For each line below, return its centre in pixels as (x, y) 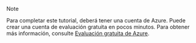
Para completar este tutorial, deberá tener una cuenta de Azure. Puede (96, 20)
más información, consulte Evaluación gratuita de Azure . (78, 33)
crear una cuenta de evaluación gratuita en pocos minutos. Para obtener (98, 27)
